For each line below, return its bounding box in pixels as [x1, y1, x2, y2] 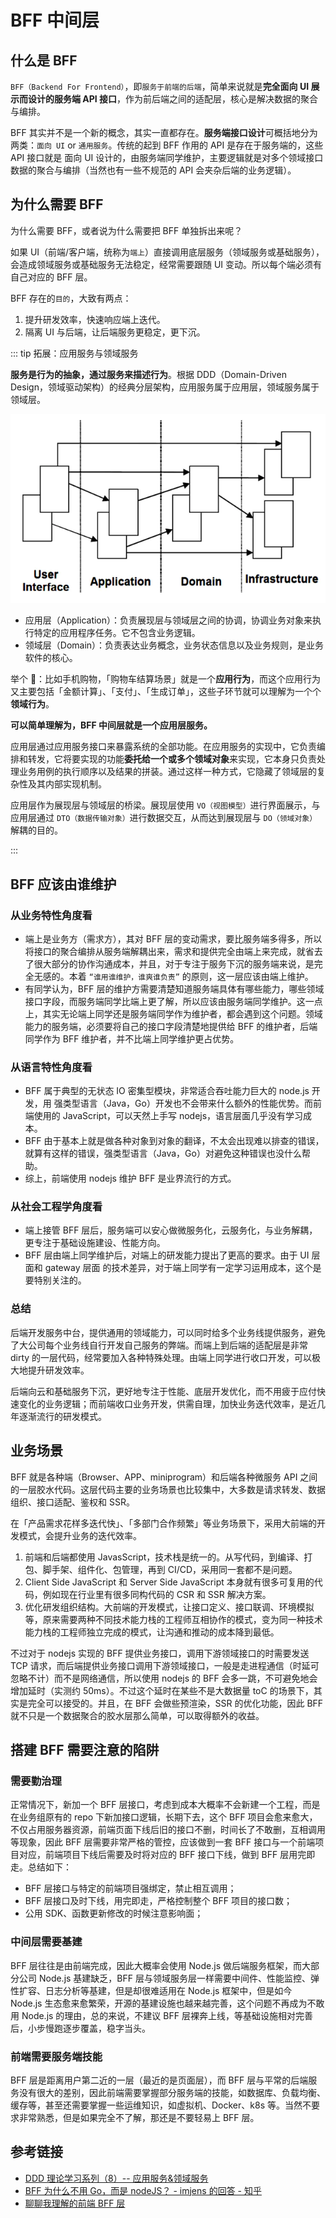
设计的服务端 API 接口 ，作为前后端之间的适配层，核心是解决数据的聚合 [27, 93, 319, 105]
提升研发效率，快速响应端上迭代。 [24, 313, 166, 325]
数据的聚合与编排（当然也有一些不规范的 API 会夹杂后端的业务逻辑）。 [10, 164, 297, 176]
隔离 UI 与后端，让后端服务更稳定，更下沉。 [24, 326, 206, 338]
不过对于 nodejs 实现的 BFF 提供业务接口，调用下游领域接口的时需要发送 [10, 1647, 310, 1659]
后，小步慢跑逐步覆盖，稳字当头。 [10, 2022, 151, 2034]
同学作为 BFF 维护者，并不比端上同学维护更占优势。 [24, 1032, 240, 1045]
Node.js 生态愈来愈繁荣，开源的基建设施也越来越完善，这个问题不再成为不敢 [10, 1997, 325, 2009]
